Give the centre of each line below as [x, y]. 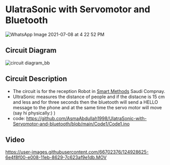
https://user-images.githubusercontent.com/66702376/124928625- [77, 152]
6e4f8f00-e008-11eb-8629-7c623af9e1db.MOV [56, 157]
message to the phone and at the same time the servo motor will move [87, 107]
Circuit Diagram [31, 50]
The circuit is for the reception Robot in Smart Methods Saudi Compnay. [89, 91]
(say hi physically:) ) [34, 113]
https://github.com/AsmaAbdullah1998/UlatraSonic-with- [86, 118]
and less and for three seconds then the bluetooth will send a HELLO [85, 102]
